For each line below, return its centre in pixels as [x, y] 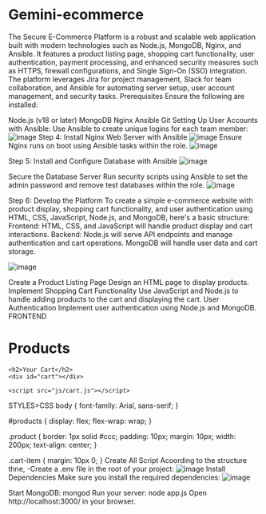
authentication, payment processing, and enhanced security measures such [133, 62]
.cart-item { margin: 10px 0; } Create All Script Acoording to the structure [128, 460]
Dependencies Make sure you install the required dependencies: [115, 477]
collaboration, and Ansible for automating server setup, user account [121, 87]
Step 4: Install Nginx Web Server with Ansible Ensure [140, 136]
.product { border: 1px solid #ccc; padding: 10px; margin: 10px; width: [122, 436]
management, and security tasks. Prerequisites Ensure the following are [127, 96]
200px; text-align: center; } [53, 445]
